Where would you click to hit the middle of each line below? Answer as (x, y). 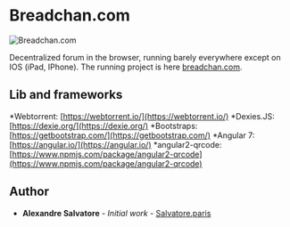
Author (29, 192)
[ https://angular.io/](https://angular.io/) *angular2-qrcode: (116, 144)
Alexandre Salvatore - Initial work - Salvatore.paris (116, 213)
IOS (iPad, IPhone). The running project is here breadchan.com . (126, 67)
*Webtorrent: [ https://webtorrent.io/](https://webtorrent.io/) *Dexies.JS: (142, 116)
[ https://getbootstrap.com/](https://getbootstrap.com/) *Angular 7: (132, 135)
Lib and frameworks (66, 95)
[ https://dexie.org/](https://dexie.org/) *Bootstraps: (104, 126)
